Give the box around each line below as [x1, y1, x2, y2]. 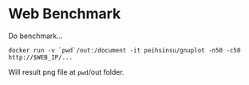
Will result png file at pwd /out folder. [8, 67, 125, 76]
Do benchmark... [8, 31, 64, 41]
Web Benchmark [8, 5, 121, 23]
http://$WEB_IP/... [8, 53, 73, 61]
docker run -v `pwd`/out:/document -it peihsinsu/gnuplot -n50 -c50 [8, 46, 241, 54]
